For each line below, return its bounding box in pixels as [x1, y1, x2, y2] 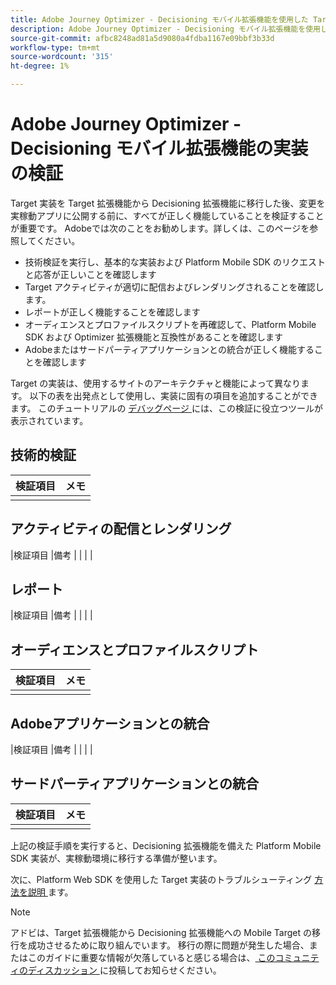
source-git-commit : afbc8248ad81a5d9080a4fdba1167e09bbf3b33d [10, 33, 275, 43]
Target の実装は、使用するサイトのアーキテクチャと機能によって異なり [10, 377, 302, 389]
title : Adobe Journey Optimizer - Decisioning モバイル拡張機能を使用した [10, 14, 309, 25]
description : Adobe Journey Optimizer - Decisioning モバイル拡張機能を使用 [10, 24, 321, 34]
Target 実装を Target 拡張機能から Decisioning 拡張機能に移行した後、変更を [10, 197, 326, 209]
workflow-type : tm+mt [10, 42, 101, 53]
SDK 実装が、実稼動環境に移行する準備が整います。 [10, 852, 223, 864]
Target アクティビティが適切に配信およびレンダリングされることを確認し [24, 281, 325, 293]
